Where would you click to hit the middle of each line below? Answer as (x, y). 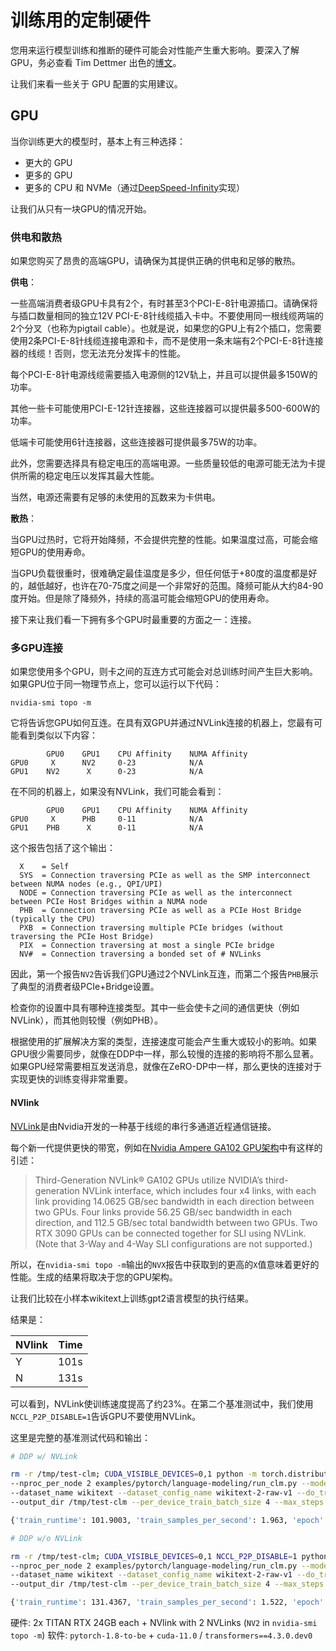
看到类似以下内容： (58, 735)
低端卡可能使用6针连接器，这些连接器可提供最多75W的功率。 (136, 442)
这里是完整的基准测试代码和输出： (80, 1437)
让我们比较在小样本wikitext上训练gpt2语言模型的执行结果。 (132, 1298)
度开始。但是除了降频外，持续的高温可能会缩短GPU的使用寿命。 (142, 598)
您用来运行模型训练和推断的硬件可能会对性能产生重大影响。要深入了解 (155, 50)
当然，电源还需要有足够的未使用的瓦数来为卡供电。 (115, 497)
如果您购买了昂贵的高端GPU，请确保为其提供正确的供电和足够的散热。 (155, 261)
